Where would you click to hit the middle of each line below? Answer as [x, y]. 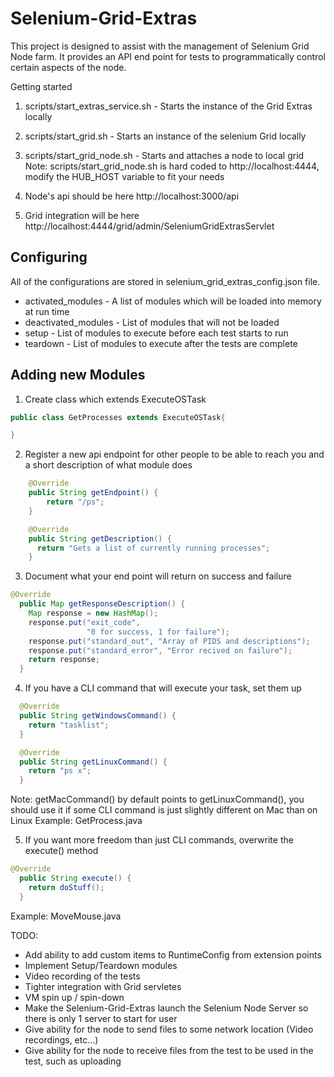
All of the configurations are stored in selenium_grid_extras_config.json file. [165, 281]
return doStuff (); [66, 887]
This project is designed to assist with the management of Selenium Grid [160, 46]
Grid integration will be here [82, 215]
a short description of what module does [108, 465]
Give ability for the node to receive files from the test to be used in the [169, 1050]
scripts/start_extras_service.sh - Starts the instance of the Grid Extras [168, 106]
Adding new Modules [78, 375]
